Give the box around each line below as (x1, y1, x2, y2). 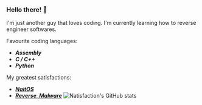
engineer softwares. (6, 25, 57, 33)
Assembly (15, 49, 41, 56)
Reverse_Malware (15, 92, 62, 100)
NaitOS (15, 86, 35, 93)
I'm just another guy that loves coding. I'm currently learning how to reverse (6, 19, 197, 27)
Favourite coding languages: (6, 38, 78, 45)
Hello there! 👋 (6, 5, 47, 14)
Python (15, 62, 35, 69)
